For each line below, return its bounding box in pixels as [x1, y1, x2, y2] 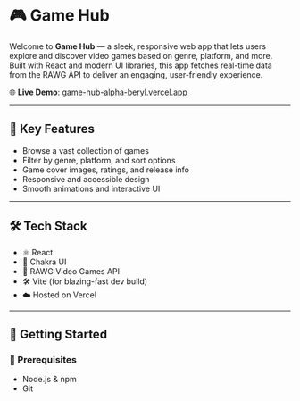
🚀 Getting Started [9, 326, 108, 342]
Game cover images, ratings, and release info [21, 164, 190, 175]
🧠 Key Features [9, 121, 96, 137]
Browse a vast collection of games [21, 145, 150, 155]
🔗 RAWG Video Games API [21, 265, 121, 276]
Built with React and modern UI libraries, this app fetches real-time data [9, 60, 272, 71]
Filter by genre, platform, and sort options [21, 155, 176, 165]
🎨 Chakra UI [21, 256, 67, 267]
